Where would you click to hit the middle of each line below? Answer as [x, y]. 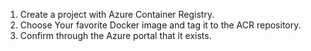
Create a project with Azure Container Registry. [117, 14]
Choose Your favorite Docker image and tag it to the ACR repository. [160, 25]
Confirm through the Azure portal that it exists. [115, 35]
